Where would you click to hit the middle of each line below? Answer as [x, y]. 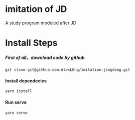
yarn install [19, 91]
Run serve [16, 102]
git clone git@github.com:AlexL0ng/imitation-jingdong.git [68, 70]
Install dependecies [26, 81]
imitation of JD [36, 9]
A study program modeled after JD [41, 23]
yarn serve [16, 113]
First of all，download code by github [45, 58]
